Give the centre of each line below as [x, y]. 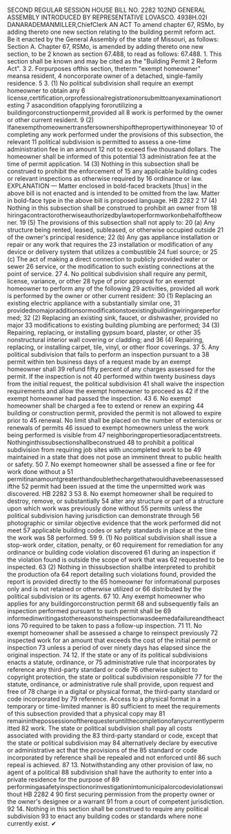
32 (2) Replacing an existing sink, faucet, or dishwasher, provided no [121, 318]
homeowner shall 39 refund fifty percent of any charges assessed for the [111, 369]
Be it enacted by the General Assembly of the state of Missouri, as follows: [113, 39]
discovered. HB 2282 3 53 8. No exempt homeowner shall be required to [110, 494]
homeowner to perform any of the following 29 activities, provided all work [113, 288]
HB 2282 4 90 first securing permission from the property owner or [119, 794]
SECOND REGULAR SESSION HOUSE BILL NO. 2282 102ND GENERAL [107, 10]
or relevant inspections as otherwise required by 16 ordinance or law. [105, 178]
